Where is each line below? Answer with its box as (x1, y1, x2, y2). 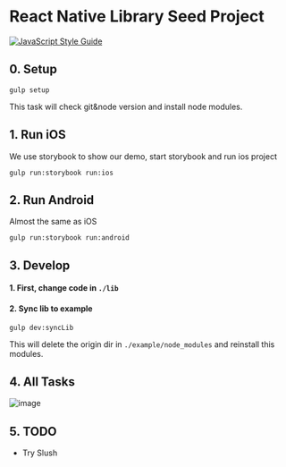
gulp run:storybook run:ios (9, 168, 114, 177)
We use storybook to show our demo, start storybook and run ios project (9, 150, 278, 162)
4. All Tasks (9, 374, 76, 389)
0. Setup (9, 62, 58, 77)
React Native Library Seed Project (9, 6, 265, 27)
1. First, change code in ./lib (9, 283, 119, 293)
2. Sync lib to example (9, 302, 93, 314)
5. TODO (9, 423, 57, 439)
